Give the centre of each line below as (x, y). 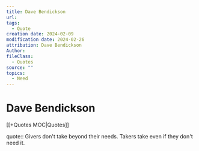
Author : (16, 51)
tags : (13, 23)
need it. (16, 143)
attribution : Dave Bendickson (44, 46)
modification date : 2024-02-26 (45, 40)
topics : (16, 73)
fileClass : (20, 56)
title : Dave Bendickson (36, 12)
